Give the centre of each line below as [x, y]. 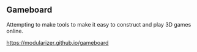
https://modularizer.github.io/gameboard [58, 42]
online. [15, 31]
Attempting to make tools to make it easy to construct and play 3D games [99, 24]
